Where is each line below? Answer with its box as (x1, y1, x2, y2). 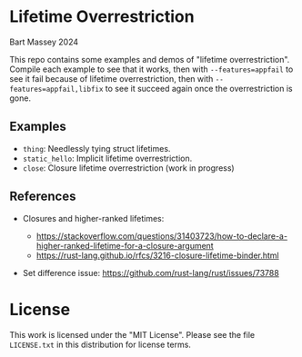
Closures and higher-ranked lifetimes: (22, 213, 165, 223)
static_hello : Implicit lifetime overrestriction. (22, 153, 193, 164)
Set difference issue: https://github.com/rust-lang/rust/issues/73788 (22, 267, 279, 278)
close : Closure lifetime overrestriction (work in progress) (22, 162, 235, 174)
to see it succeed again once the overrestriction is (105, 83, 293, 94)
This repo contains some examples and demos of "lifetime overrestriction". (9, 54, 290, 64)
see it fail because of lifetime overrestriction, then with (9, 73, 214, 84)
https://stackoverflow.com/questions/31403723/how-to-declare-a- (35, 230, 288, 242)
